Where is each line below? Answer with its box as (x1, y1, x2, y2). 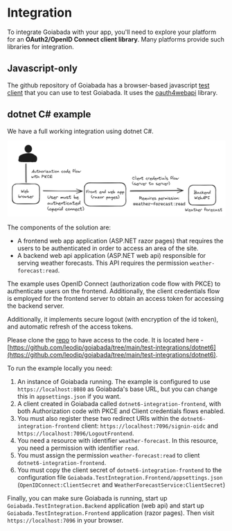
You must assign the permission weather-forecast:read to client (17, 451, 200, 460)
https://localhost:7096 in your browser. (7, 516, 123, 525)
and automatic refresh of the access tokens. (7, 322, 134, 331)
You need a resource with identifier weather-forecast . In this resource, (17, 437, 218, 445)
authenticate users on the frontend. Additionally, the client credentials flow (7, 287, 220, 295)
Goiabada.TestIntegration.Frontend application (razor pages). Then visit (7, 509, 215, 517)
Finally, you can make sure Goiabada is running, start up (7, 494, 168, 503)
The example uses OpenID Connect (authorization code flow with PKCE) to (7, 279, 221, 288)
